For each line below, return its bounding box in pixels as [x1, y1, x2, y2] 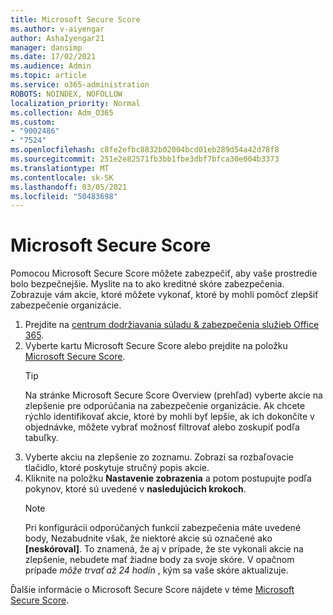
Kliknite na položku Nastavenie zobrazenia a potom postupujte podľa [24, 472, 312, 485]
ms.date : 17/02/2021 [10, 52, 97, 62]
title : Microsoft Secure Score [10, 14, 141, 25]
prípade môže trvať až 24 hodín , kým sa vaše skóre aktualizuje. [24, 564, 289, 576]
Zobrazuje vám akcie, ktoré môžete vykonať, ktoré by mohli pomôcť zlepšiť [10, 289, 319, 301]
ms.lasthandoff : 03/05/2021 [10, 182, 128, 192]
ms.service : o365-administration [10, 80, 150, 90]
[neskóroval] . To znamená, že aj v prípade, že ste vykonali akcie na [24, 543, 304, 555]
